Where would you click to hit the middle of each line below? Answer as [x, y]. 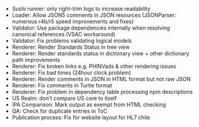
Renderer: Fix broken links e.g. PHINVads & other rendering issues [94, 66]
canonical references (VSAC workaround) [63, 34]
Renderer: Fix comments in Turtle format [62, 85]
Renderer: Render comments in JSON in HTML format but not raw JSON [101, 79]
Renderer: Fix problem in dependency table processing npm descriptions [102, 92]
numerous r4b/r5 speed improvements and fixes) [73, 21]
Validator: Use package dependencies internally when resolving [91, 28]
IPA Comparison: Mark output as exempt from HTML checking [89, 104]
